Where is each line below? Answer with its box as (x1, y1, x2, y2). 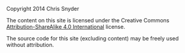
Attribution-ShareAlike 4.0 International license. (6, 23, 125, 30)
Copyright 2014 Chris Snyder (6, 5, 79, 12)
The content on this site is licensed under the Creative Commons (6, 17, 170, 23)
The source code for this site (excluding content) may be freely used (6, 35, 179, 42)
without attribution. (6, 42, 54, 48)
